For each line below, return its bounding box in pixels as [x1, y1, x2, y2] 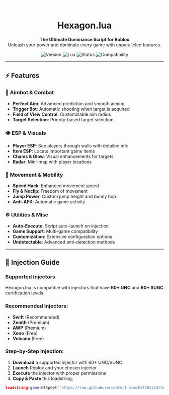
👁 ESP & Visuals [5, 129, 46, 136]
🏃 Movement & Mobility [5, 171, 63, 178]
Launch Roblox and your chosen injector [12, 364, 97, 371]
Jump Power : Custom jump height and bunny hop [12, 193, 117, 200]
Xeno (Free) [12, 330, 38, 336]
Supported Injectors [5, 273, 55, 280]
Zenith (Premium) [12, 319, 50, 326]
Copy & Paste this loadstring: [12, 375, 73, 381]
